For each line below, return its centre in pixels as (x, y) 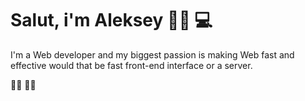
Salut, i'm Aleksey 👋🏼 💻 (111, 20)
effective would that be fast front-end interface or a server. (131, 65)
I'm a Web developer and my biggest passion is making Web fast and (152, 54)
